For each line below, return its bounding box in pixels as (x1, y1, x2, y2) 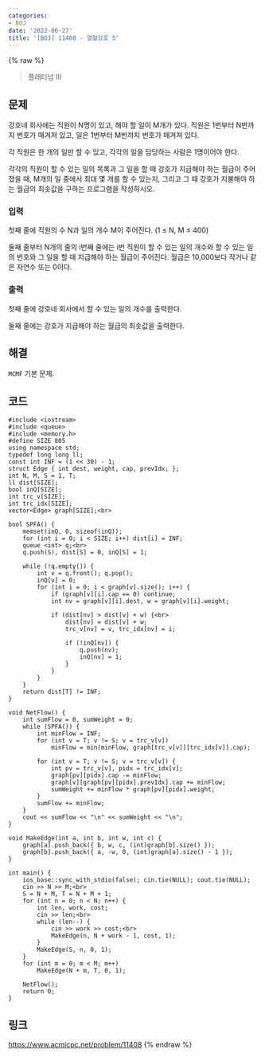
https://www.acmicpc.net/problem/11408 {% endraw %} (8, 1040, 193, 1050)
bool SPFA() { (8, 521, 56, 529)
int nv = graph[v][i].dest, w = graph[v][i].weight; (50, 597, 229, 605)
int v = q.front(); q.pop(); (37, 570, 134, 577)
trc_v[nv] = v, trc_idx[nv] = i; (64, 625, 177, 633)
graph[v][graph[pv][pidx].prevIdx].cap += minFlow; (50, 778, 226, 787)
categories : (8, 11, 48, 20)
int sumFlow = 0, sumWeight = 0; (22, 716, 134, 724)
